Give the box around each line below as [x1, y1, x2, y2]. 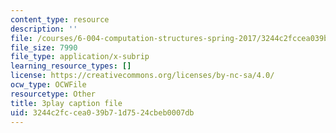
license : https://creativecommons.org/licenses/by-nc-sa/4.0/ [10, 71, 275, 81]
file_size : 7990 [10, 42, 78, 53]
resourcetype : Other [10, 89, 97, 99]
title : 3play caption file [10, 98, 123, 108]
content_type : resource [10, 14, 110, 25]
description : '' [10, 24, 78, 34]
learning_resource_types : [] [10, 61, 132, 71]
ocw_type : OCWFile [10, 80, 87, 90]
